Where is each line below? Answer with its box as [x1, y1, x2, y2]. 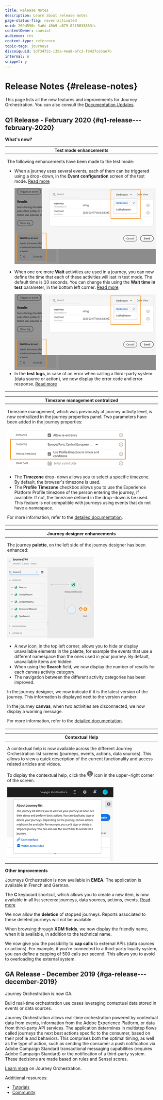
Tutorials [12, 1084, 30, 1090]
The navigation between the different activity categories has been [14, 674, 146, 680]
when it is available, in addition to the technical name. [5, 931, 112, 937]
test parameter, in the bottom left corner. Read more [14, 284, 119, 290]
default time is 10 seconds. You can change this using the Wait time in [14, 279, 156, 285]
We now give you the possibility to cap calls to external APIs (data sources [5, 941, 154, 946]
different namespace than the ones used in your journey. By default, [14, 654, 150, 660]
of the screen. [7, 778, 35, 784]
